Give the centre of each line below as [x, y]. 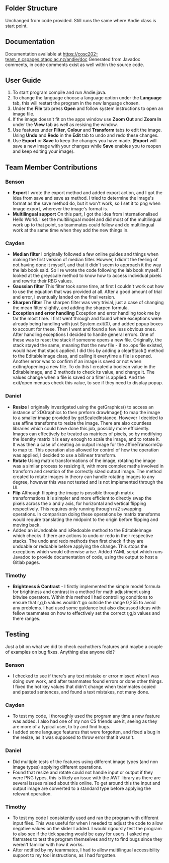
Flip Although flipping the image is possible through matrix [73, 493]
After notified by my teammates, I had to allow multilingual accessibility [86, 850]
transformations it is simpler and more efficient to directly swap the [82, 498]
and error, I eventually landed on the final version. [64, 297]
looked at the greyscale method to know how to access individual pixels [87, 276]
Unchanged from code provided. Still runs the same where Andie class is [81, 20]
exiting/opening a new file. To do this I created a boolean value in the [84, 367]
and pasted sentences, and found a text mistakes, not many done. [81, 692]
